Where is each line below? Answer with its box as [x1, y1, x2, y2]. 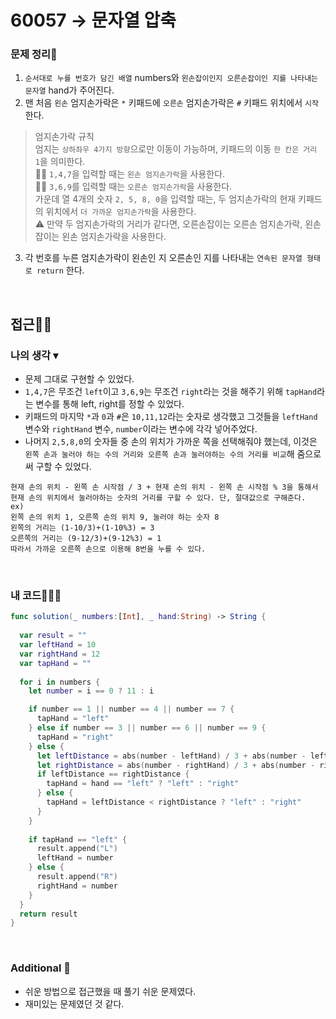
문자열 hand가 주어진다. [24, 84, 115, 96]
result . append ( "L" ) [36, 844, 118, 854]
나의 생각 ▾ [10, 348, 59, 362]
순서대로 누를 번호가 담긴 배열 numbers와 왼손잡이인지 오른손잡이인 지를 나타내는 [24, 72, 319, 84]
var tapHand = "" [19, 658, 92, 668]
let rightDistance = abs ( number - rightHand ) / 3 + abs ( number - [36, 760, 316, 770]
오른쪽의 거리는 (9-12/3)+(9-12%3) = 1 [10, 534, 162, 544]
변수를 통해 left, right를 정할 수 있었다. [35, 398, 185, 410]
